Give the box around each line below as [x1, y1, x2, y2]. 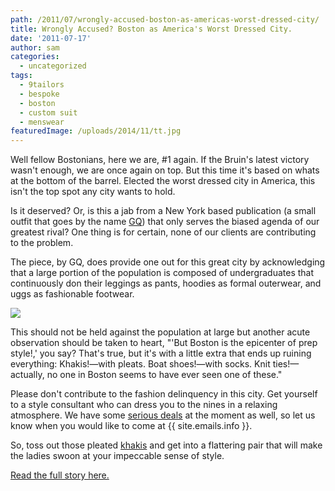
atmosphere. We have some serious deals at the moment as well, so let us [10, 409, 316, 421]
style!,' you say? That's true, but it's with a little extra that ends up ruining [10, 347, 312, 360]
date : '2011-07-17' [10, 33, 92, 43]
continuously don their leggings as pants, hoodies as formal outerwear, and [10, 277, 322, 290]
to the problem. [10, 237, 74, 249]
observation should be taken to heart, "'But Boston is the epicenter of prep [10, 337, 318, 349]
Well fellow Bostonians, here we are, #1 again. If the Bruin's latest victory [10, 154, 310, 166]
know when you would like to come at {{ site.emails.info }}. [10, 420, 253, 432]
